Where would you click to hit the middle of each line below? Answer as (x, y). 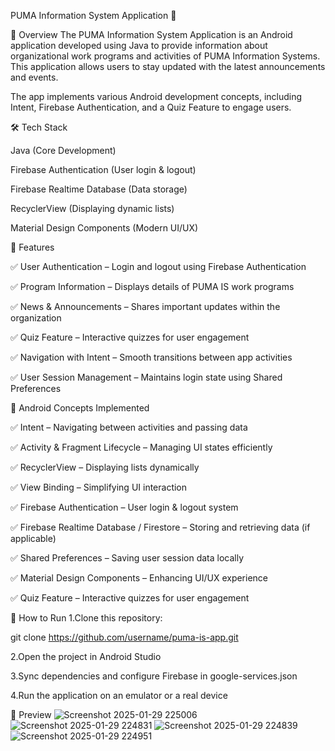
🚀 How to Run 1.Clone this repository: (86, 618)
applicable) (33, 538)
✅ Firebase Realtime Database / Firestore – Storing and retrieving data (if (160, 527)
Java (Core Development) (63, 150)
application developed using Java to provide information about (139, 45)
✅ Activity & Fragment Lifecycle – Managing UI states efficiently (141, 447)
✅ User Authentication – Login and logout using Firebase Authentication (158, 266)
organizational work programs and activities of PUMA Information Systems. (165, 56)
